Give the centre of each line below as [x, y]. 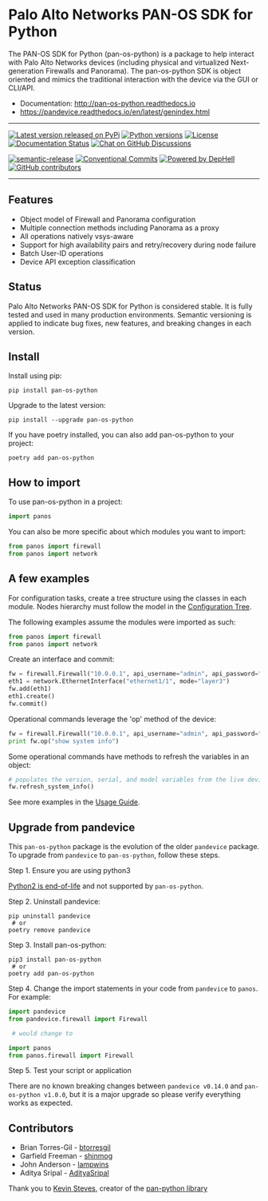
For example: [30, 997]
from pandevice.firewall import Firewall [78, 1019]
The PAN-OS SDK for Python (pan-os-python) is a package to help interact [131, 54]
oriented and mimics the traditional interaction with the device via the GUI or [134, 79]
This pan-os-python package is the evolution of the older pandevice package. [134, 847]
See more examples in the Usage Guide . [74, 802]
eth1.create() [32, 696]
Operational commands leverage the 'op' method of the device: [112, 719]
